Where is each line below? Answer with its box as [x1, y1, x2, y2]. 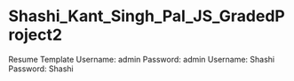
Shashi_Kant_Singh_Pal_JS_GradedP [8, 6, 285, 26]
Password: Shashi [8, 63, 74, 74]
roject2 [8, 25, 63, 45]
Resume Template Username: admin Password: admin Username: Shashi [8, 54, 275, 64]
